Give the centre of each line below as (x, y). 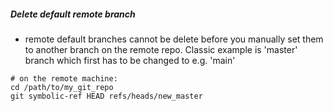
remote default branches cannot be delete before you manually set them (174, 39)
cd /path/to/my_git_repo (62, 87)
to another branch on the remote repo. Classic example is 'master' (161, 49)
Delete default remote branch (73, 14)
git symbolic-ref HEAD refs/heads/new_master (106, 96)
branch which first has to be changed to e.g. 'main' (130, 60)
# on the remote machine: (64, 78)
